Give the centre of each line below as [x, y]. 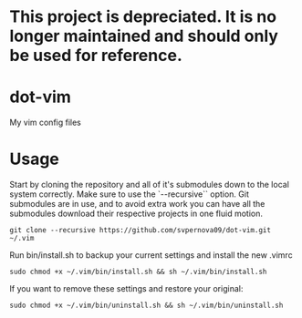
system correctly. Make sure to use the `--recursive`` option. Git [129, 194]
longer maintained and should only [144, 36]
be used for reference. [96, 56]
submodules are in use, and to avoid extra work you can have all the [137, 204]
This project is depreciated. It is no [143, 17]
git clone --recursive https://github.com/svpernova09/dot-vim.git [141, 231]
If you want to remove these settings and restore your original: [126, 289]
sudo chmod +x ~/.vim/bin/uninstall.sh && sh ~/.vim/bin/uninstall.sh [146, 306]
